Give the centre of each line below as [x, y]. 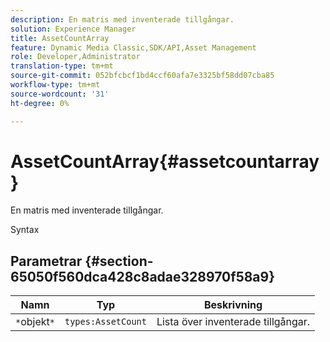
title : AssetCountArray [60, 38]
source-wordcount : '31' [60, 94]
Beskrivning [233, 305]
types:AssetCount [105, 322]
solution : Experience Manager [73, 29]
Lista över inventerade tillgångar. [233, 322]
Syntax [25, 230]
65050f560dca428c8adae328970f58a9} [143, 276]
